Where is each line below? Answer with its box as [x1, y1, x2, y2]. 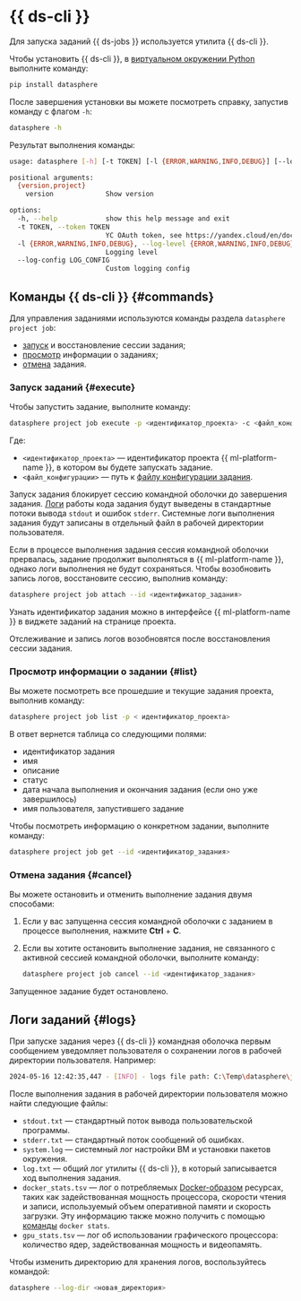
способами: [9, 898, 56, 909]
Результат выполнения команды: [9, 139, 136, 150]
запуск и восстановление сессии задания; [21, 340, 186, 351]
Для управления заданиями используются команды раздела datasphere [9, 313, 286, 324]
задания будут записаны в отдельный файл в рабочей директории [9, 517, 264, 528]
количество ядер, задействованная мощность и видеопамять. [21, 1239, 262, 1250]
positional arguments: [9, 173, 94, 182]
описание [21, 765, 60, 776]
